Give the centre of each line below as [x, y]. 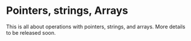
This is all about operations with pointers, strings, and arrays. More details [96, 27]
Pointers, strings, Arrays [67, 11]
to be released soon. [31, 32]
